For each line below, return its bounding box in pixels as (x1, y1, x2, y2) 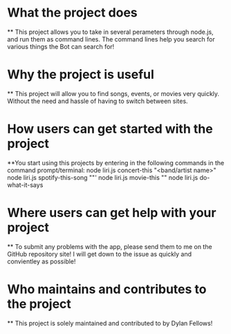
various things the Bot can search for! (7, 42, 115, 50)
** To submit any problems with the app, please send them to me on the (7, 242, 212, 250)
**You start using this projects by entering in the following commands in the (7, 158, 225, 167)
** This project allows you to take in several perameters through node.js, (7, 28, 214, 36)
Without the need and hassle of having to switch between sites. (7, 97, 188, 105)
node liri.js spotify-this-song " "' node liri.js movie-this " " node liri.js (7, 173, 198, 181)
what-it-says (7, 180, 44, 189)
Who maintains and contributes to (7, 281, 207, 297)
